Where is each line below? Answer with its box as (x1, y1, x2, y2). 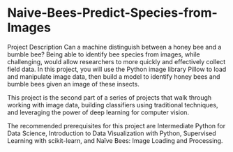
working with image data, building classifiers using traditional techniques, (7, 100, 218, 109)
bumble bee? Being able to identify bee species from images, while (7, 50, 200, 59)
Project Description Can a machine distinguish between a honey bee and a (7, 43, 222, 51)
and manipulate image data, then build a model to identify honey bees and (7, 72, 220, 81)
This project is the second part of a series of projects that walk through (7, 93, 212, 102)
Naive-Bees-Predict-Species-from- (7, 5, 218, 21)
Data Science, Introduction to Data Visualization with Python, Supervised (7, 129, 216, 137)
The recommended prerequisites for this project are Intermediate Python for (7, 121, 225, 130)
